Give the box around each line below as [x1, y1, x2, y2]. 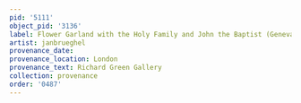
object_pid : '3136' [9, 21, 82, 30]
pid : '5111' [9, 13, 54, 22]
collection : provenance [9, 72, 99, 81]
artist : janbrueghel [9, 38, 87, 47]
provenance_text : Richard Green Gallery [9, 64, 163, 73]
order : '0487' [9, 80, 63, 89]
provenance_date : [9, 47, 74, 56]
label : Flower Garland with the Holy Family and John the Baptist [9, 30, 262, 39]
